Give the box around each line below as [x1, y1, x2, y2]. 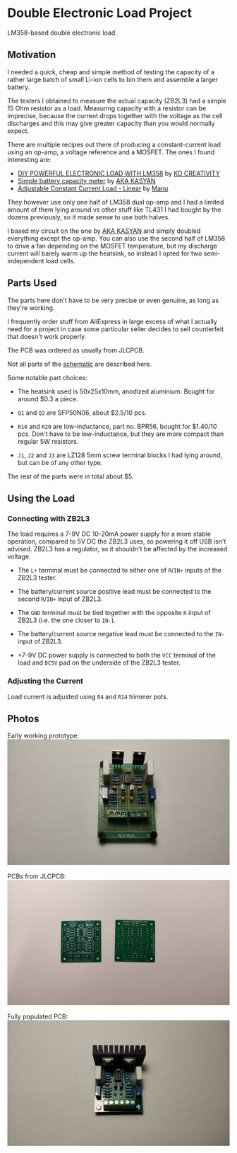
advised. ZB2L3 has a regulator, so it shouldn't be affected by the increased [7, 545, 228, 553]
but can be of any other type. [17, 458, 103, 466]
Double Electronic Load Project [7, 5, 193, 21]
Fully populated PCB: [7, 1012, 68, 1021]
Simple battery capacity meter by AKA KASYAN [17, 176, 156, 185]
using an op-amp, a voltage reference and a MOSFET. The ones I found [7, 147, 215, 156]
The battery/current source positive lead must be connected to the [17, 587, 212, 596]
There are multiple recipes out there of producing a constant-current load [7, 140, 221, 149]
